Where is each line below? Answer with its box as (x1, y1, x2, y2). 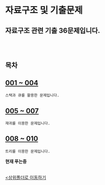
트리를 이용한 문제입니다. (5, 149, 50, 154)
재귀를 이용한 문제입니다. (5, 121, 50, 126)
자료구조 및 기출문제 (5, 5, 83, 16)
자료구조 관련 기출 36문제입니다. (5, 26, 100, 35)
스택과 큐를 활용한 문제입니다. (5, 93, 60, 98)
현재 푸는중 (5, 158, 27, 164)
